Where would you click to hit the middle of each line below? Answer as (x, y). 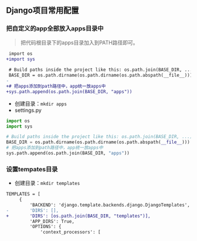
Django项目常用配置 (43, 11)
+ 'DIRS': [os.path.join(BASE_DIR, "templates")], (78, 216)
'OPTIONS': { (45, 227)
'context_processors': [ (70, 232)
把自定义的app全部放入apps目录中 (55, 29)
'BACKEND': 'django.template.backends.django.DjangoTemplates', (110, 205)
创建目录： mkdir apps (41, 104)
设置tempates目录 (32, 169)
